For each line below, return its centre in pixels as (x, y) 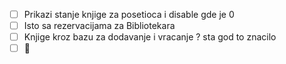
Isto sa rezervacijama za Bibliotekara (99, 26)
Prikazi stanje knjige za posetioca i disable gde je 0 (129, 14)
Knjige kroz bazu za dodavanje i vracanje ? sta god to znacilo (150, 37)
